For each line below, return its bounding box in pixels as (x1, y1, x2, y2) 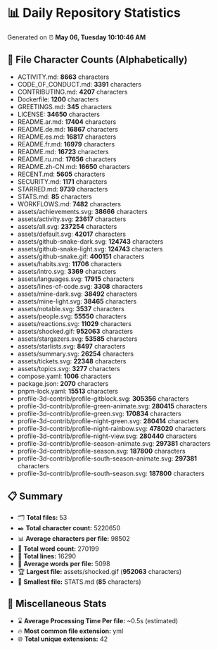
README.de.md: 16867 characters (17, 125, 118, 133)
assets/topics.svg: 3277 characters (17, 364, 121, 373)
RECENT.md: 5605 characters (17, 170, 105, 178)
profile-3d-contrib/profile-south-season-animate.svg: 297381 (17, 454, 198, 463)
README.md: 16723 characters (17, 147, 109, 156)
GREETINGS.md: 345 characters (17, 102, 113, 111)
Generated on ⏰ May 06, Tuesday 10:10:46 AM (7, 32, 146, 42)
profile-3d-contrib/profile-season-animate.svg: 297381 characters (17, 439, 211, 447)
